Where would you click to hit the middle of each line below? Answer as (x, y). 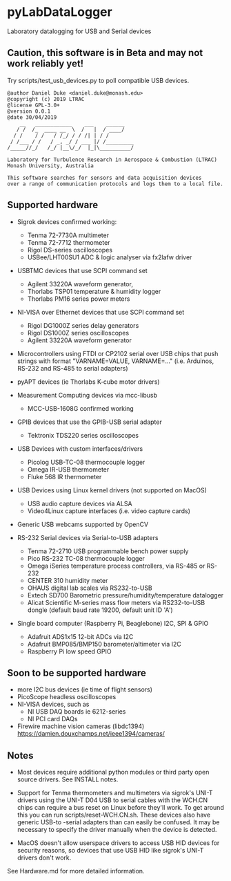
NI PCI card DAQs (52, 719)
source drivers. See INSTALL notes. (68, 779)
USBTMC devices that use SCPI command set (82, 270)
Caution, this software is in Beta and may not (105, 53)
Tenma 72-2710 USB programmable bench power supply (108, 551)
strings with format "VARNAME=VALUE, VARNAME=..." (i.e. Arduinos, (115, 361)
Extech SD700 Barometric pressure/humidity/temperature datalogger (125, 595)
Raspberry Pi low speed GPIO (69, 651)
